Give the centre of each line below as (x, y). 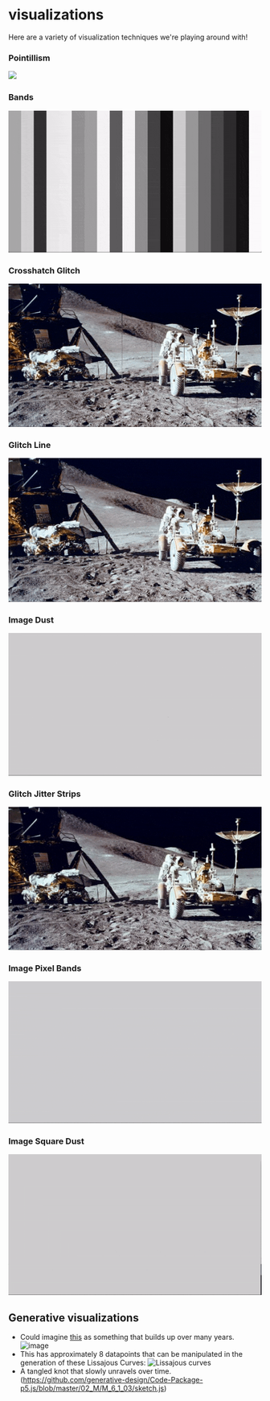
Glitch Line (30, 445)
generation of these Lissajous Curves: (83, 1363)
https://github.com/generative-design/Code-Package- (113, 1380)
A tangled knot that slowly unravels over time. (96, 1371)
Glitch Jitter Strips (45, 794)
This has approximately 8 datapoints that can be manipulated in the (131, 1354)
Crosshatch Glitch (44, 270)
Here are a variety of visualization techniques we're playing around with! (128, 37)
